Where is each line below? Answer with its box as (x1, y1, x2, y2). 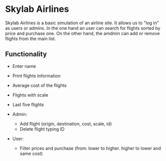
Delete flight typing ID (19, 126, 65, 132)
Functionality (5, 50, 47, 58)
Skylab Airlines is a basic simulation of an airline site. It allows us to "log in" (5, 20, 159, 26)
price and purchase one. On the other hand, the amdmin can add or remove (5, 30, 160, 36)
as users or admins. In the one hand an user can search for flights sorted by (5, 25, 161, 31)
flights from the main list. (5, 36, 56, 42)
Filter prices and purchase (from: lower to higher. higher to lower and (19, 145, 162, 151)
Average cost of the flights (12, 82, 67, 88)
